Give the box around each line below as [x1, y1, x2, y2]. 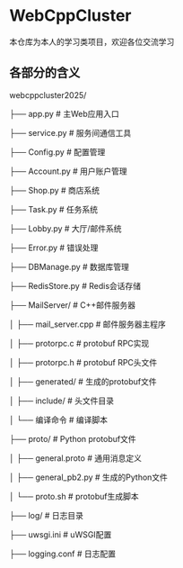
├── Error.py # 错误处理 [9, 242, 99, 253]
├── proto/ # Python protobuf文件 [9, 433, 136, 444]
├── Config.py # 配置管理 [9, 146, 106, 158]
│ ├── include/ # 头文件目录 [9, 395, 115, 406]
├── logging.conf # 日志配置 [9, 548, 117, 559]
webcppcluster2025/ [9, 89, 87, 100]
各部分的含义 [9, 65, 81, 81]
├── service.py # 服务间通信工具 [9, 127, 132, 138]
